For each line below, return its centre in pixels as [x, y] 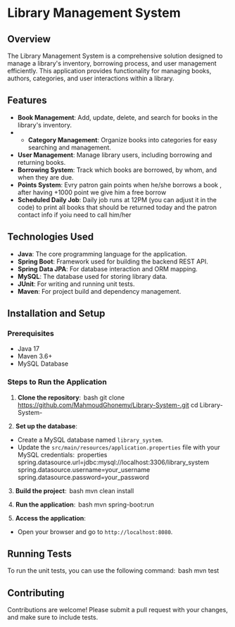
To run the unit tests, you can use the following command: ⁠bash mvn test [113, 571]
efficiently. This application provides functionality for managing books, [109, 71]
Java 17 [28, 349]
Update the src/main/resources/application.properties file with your [119, 447]
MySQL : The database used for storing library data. [92, 276]
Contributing [36, 593]
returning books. [42, 162]
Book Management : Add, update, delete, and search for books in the [118, 117]
